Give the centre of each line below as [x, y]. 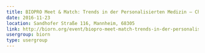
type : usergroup [27, 40]
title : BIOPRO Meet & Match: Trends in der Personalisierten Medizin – [99, 12]
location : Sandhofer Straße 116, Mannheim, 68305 [71, 23]
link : [13, 29]
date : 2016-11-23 [28, 18]
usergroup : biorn [28, 35]
